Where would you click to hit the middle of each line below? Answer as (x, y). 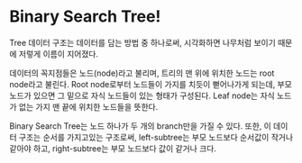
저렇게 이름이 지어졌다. (59, 54)
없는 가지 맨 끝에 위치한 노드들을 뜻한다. (88, 106)
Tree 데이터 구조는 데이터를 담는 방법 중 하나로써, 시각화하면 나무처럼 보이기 (143, 42)
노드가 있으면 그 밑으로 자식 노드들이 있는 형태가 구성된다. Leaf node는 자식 (142, 95)
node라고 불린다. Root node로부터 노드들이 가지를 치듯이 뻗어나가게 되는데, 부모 (151, 84)
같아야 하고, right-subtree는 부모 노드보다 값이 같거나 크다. (113, 148)
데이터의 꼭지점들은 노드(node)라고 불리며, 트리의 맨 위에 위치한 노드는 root (142, 73)
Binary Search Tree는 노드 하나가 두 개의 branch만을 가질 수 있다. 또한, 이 (141, 126)
